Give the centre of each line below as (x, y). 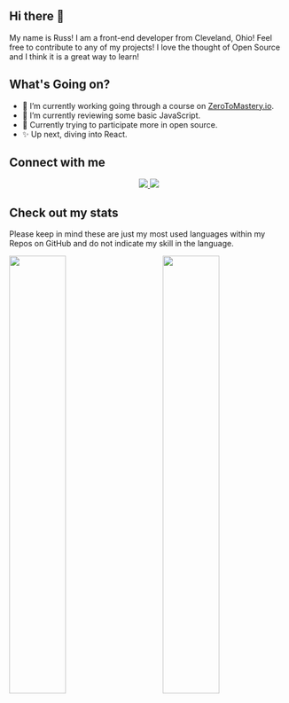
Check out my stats (64, 212)
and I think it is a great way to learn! (74, 56)
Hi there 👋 (37, 16)
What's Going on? (60, 85)
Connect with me (58, 163)
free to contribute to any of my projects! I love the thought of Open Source (145, 47)
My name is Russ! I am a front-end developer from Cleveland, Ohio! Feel (141, 37)
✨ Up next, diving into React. (74, 134)
